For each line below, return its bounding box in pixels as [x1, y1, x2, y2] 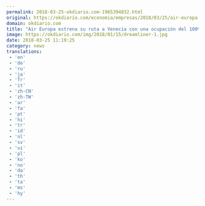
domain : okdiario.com [6, 20, 62, 26]
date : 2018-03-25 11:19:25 [6, 37, 75, 43]
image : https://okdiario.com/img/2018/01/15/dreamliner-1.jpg [6, 32, 168, 38]
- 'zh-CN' [9, 88, 34, 94]
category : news [6, 43, 45, 49]
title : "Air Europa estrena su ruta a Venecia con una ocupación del [6, 26, 187, 32]
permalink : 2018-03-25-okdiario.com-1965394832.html [6, 9, 143, 15]
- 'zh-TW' [9, 94, 34, 100]
